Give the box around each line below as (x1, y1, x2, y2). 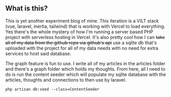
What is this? (5, 4, 48, 13)
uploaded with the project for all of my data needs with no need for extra (5, 45, 159, 51)
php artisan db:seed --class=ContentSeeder (5, 87, 100, 92)
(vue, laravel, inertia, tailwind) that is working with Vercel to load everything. (5, 23, 165, 29)
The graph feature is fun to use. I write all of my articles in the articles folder (5, 60, 165, 66)
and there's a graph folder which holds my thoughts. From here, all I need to (5, 66, 165, 72)
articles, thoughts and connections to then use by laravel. (5, 76, 126, 83)
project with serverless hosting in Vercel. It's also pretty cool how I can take (5, 34, 165, 40)
